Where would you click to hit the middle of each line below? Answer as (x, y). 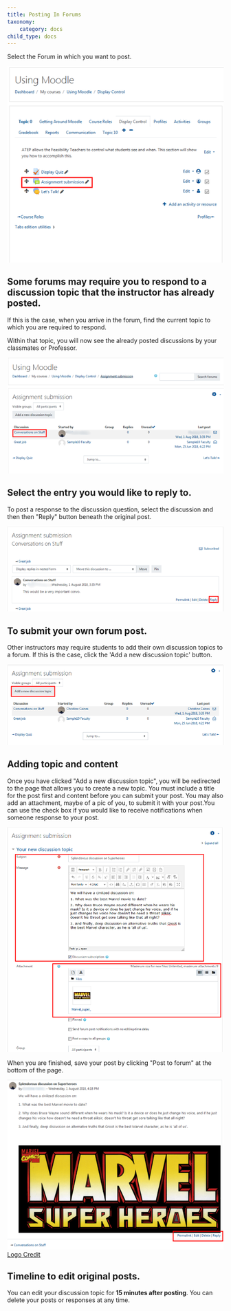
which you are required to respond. (57, 327)
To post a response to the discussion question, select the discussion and (110, 509)
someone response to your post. (53, 817)
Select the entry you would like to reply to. (99, 493)
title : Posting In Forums (44, 14)
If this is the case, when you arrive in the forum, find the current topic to (109, 320)
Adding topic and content (63, 764)
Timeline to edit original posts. (74, 1276)
